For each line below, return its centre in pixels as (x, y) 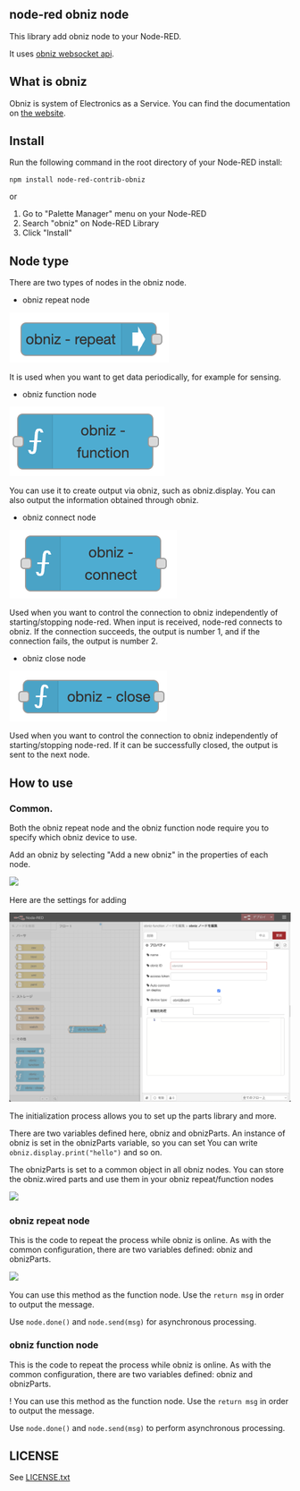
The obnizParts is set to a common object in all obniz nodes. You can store (146, 1170)
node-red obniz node (69, 15)
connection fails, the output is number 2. (84, 641)
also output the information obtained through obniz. (104, 500)
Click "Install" (47, 233)
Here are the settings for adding (68, 899)
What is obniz (48, 82)
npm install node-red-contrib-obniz (77, 180)
